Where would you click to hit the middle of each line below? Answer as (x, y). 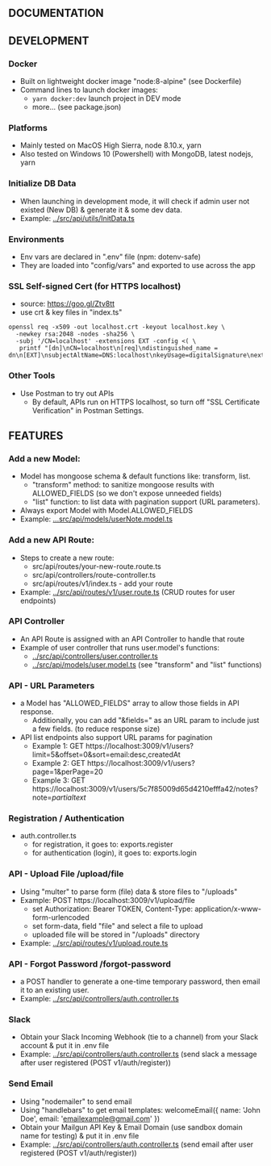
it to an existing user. (54, 990)
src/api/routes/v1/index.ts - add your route (102, 583)
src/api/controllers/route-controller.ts (94, 575)
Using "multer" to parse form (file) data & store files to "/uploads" (129, 892)
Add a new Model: (44, 458)
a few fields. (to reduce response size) (96, 729)
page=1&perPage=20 (67, 772)
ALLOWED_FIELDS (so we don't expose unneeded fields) (127, 493)
